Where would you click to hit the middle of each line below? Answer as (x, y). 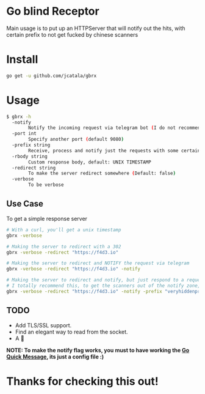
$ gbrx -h (19, 117)
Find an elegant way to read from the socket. (71, 332)
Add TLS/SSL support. (43, 325)
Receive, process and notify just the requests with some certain (114, 151)
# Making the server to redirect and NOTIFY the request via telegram (98, 263)
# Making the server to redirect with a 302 (64, 247)
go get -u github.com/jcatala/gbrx (52, 76)
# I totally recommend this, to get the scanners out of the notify (95, 286)
